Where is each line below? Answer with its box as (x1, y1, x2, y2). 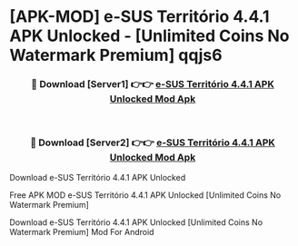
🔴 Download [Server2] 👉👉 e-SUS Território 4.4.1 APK (30, 136, 275, 149)
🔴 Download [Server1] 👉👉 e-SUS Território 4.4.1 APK (31, 78, 274, 91)
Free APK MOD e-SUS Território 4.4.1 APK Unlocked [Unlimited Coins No (9, 189, 282, 201)
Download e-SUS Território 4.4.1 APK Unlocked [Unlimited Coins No (9, 216, 263, 228)
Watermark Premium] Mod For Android (9, 226, 154, 237)
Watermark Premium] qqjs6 (9, 45, 223, 65)
